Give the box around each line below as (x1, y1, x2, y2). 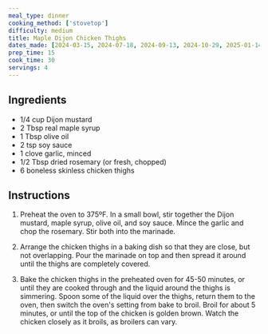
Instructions (8, 189, 70, 202)
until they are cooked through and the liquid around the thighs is (19, 283, 231, 292)
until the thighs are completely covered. (19, 259, 151, 268)
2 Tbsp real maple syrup (19, 123, 100, 133)
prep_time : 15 (8, 49, 56, 57)
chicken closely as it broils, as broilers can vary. (19, 317, 178, 327)
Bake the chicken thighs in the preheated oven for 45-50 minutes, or (19, 275, 246, 284)
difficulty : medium (8, 26, 73, 34)
